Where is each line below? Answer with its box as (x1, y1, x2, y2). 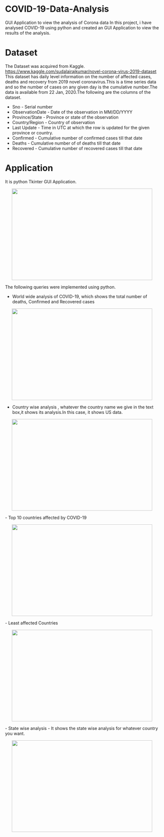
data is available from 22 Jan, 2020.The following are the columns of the (5, 89, 151, 95)
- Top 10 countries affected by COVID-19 (5, 515, 87, 520)
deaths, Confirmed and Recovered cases (12, 299, 95, 304)
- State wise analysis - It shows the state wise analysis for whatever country (5, 725, 158, 731)
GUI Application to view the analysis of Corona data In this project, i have (5, 20, 152, 25)
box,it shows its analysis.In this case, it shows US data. (12, 409, 123, 415)
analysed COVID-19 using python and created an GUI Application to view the (5, 24, 159, 30)
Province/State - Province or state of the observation (12, 114, 119, 120)
